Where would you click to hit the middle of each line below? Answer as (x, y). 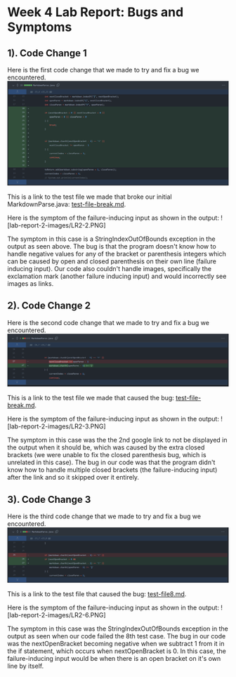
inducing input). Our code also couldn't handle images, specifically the (110, 268)
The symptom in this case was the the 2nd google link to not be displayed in (117, 440)
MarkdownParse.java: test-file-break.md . (67, 204)
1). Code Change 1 (47, 53)
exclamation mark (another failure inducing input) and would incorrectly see (117, 276)
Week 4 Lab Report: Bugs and (96, 12)
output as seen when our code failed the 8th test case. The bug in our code (117, 636)
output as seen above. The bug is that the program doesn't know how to (112, 246)
